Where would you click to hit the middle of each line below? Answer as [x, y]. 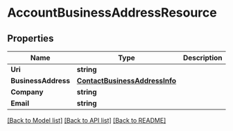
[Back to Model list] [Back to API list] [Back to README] [87, 120]
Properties [31, 38]
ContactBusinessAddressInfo [127, 81]
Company [27, 92]
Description [203, 58]
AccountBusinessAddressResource [112, 13]
